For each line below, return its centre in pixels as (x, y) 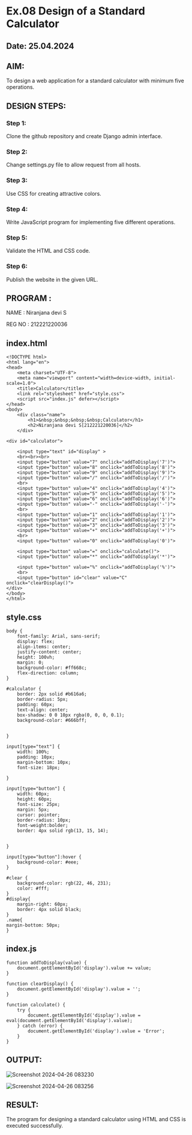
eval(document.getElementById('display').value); (70, 1020)
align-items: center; (44, 647)
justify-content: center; (49, 652)
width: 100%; (33, 752)
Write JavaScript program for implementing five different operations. (91, 222)
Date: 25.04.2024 (40, 46)
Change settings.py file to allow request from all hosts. (73, 165)
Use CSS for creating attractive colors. (54, 193)
